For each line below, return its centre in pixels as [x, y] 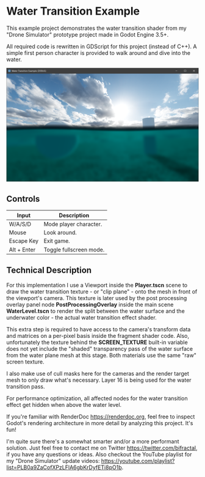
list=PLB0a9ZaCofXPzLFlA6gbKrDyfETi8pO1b [64, 467]
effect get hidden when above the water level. [64, 404]
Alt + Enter [22, 249]
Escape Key [23, 241]
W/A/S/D [20, 224]
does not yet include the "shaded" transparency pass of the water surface [100, 348]
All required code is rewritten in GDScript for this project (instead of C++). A [102, 46]
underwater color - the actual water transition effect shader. [81, 317]
